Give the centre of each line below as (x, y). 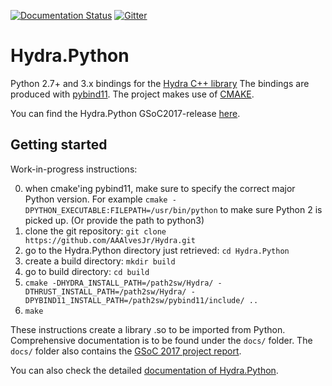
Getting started (59, 145)
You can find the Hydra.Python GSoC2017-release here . (125, 113)
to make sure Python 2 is (271, 209)
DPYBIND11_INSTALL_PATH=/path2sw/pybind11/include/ (134, 300)
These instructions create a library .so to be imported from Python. (148, 329)
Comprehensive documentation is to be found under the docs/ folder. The (161, 340)
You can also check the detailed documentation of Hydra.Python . (144, 370)
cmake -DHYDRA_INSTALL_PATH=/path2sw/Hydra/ (119, 283)
